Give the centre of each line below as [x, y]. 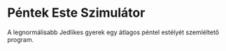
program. [21, 39]
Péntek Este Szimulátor [76, 13]
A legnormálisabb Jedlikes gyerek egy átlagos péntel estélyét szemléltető [113, 32]
